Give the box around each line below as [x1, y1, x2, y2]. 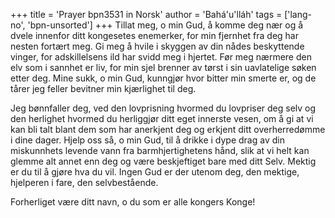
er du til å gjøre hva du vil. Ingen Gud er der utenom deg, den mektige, [10, 166, 300, 178]
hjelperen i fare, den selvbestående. [10, 177, 159, 188]
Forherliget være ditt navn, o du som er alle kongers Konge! [10, 196, 256, 208]
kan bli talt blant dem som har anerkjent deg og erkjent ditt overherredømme [10, 124, 326, 135]
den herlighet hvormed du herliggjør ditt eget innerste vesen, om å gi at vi [10, 113, 314, 124]
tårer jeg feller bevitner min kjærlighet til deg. [10, 83, 197, 94]
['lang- [284, 9, 313, 20]
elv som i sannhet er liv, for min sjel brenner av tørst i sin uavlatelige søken [10, 62, 317, 73]
